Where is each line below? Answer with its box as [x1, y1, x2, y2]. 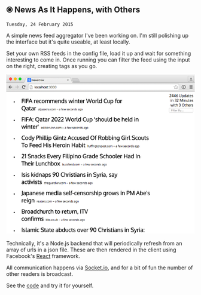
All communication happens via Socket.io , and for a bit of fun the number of [6, 264, 193, 271]
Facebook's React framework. [6, 253, 81, 260]
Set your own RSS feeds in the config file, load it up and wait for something [6, 50, 191, 57]
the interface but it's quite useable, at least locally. [6, 38, 130, 45]
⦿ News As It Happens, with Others [6, 5, 141, 15]
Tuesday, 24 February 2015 [6, 21, 74, 27]
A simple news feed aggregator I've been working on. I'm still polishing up [6, 32, 189, 39]
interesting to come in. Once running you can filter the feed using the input [6, 56, 190, 63]
